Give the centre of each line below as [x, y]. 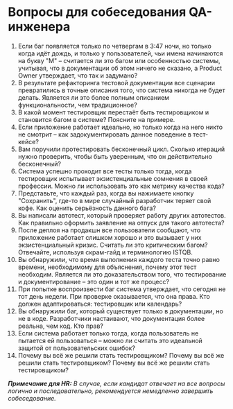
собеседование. [32, 398]
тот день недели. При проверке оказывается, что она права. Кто [114, 296]
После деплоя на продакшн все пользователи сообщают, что [109, 230]
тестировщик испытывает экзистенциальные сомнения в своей [113, 178]
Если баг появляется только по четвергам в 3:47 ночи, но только [115, 46]
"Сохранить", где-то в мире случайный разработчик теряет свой [114, 200]
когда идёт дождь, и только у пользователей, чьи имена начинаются [120, 53]
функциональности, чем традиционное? [77, 105]
